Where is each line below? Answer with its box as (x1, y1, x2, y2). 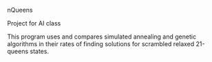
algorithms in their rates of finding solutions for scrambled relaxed (7, 40, 195, 48)
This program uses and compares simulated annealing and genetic (7, 32, 197, 41)
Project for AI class (7, 19, 61, 27)
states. (30, 48, 50, 55)
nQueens (7, 6, 33, 14)
